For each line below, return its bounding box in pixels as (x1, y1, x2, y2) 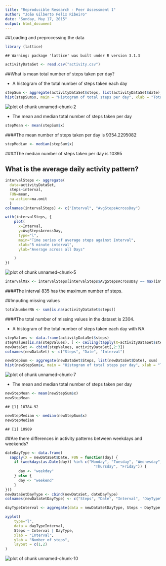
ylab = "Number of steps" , (14, 537, 70, 542)
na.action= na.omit (9, 196, 48, 201)
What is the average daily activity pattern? (5, 165, 139, 173)
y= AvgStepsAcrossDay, (18, 229, 63, 234)
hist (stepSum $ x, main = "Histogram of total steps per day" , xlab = (5, 95, 149, 100)
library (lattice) (5, 44, 43, 50)
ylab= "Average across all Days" (18, 247, 85, 252)
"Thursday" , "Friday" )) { (93, 464, 147, 469)
